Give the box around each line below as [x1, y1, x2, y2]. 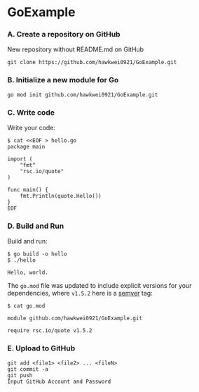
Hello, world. [7, 269, 49, 277]
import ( [7, 156, 33, 163]
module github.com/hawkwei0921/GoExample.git [7, 315, 142, 322]
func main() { [7, 186, 49, 194]
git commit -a [7, 365, 49, 373]
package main [7, 144, 46, 151]
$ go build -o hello [7, 251, 68, 258]
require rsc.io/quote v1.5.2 [7, 327, 92, 334]
